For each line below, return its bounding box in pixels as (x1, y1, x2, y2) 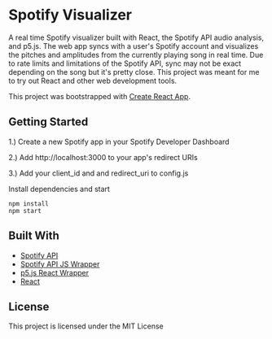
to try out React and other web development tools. (8, 76, 178, 85)
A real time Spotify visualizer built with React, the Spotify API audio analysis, (8, 33, 265, 42)
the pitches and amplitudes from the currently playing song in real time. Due (8, 50, 264, 59)
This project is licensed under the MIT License (8, 321, 165, 331)
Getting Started (8, 115, 89, 129)
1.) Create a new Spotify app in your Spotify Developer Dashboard (8, 137, 230, 146)
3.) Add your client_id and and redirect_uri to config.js (8, 168, 189, 178)
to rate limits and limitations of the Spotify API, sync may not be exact (8, 59, 242, 68)
